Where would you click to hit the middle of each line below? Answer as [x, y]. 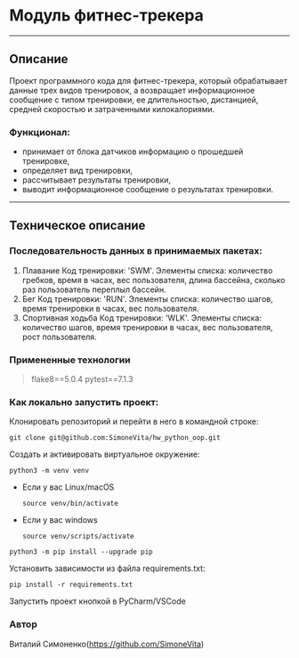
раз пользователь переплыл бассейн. [94, 289]
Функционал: [40, 132]
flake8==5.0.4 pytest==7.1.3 [82, 379]
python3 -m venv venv [49, 471]
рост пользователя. [60, 337]
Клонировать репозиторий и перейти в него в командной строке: [134, 422]
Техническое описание [77, 226]
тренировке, [46, 161]
